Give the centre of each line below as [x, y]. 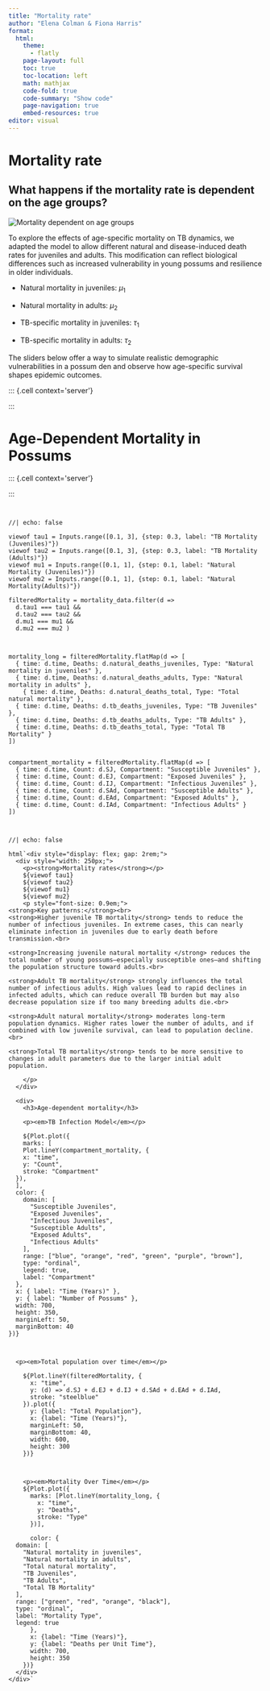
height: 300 [50, 1447]
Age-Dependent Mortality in [105, 439]
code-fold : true [50, 91]
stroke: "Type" [63, 1517]
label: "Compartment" [59, 1278]
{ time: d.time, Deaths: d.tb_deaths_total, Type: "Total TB [120, 727]
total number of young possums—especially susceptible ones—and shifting [135, 960]
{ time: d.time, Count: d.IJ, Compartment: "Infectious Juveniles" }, [137, 783]
